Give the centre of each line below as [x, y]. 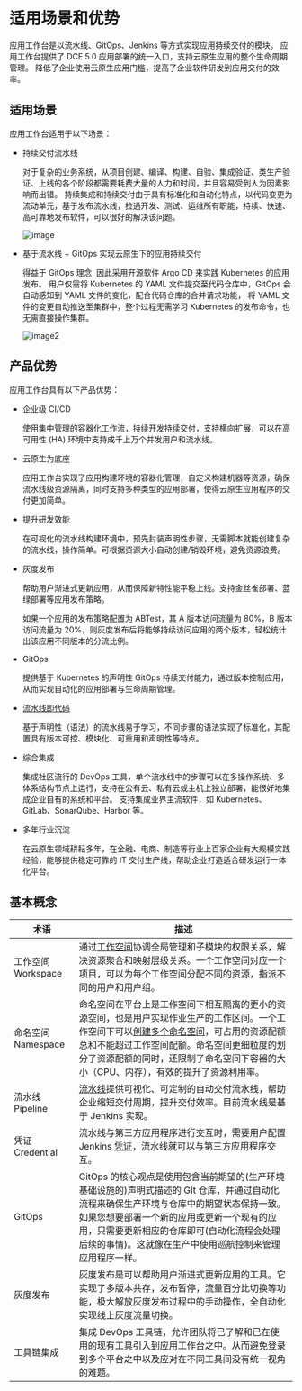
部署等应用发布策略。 [70, 599]
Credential [36, 1152]
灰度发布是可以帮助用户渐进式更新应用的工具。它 [182, 1275]
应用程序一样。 [110, 1258]
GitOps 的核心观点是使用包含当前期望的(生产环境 [182, 1177]
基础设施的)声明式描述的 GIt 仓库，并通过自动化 [179, 1190]
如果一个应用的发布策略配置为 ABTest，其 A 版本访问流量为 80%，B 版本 [157, 618]
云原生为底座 [46, 458]
